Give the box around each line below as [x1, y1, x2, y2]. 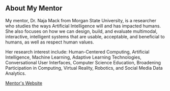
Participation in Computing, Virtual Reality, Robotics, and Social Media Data [5, 65, 163, 71]
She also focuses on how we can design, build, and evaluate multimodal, [5, 28, 158, 34]
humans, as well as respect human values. [5, 39, 94, 45]
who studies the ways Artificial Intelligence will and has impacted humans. [5, 23, 161, 29]
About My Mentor [5, 4, 63, 13]
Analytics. [5, 70, 26, 76]
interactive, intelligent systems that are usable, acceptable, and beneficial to [5, 33, 165, 39]
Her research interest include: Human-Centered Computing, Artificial [5, 49, 150, 55]
